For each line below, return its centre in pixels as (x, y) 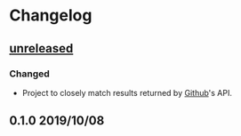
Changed (30, 74)
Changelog (51, 16)
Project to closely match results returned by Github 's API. (127, 92)
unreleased (41, 48)
